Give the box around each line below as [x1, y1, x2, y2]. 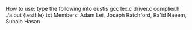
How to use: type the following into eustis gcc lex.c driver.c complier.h [5, 5, 180, 12]
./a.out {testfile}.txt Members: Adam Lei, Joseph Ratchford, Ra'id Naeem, [5, 11, 187, 19]
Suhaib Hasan [5, 18, 40, 25]
